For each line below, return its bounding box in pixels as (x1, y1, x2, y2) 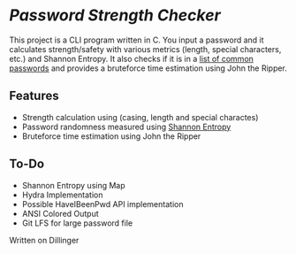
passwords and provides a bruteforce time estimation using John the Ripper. (9, 63, 287, 73)
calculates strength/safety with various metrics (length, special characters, (9, 43, 282, 54)
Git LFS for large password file (21, 218, 133, 228)
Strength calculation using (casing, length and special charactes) (21, 112, 259, 122)
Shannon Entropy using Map (21, 180, 125, 190)
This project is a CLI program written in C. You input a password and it (9, 35, 264, 45)
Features (9, 89, 59, 104)
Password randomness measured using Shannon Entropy (21, 121, 231, 132)
